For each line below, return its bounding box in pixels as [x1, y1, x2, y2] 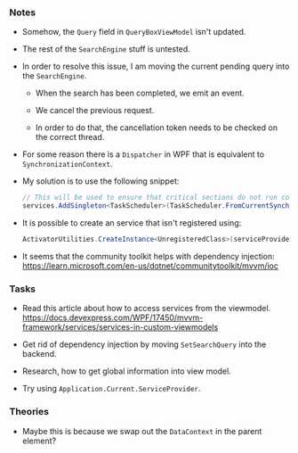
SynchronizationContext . [21, 159, 113, 169]
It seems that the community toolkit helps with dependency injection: [21, 251, 276, 261]
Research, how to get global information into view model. [21, 366, 231, 376]
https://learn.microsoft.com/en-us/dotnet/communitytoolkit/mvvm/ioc [21, 260, 278, 271]
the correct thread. [35, 132, 105, 143]
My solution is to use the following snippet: [21, 176, 180, 186]
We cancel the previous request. [35, 105, 155, 116]
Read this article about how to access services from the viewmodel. [21, 303, 271, 314]
